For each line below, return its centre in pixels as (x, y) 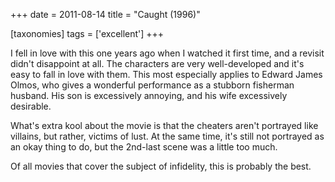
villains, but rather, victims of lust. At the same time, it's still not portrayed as (167, 136)
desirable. (31, 106)
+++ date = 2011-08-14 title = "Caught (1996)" (105, 14)
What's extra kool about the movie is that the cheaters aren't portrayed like (164, 125)
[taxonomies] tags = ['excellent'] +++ (87, 33)
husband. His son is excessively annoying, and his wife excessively (149, 95)
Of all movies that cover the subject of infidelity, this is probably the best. (161, 166)
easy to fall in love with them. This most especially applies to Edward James (166, 74)
